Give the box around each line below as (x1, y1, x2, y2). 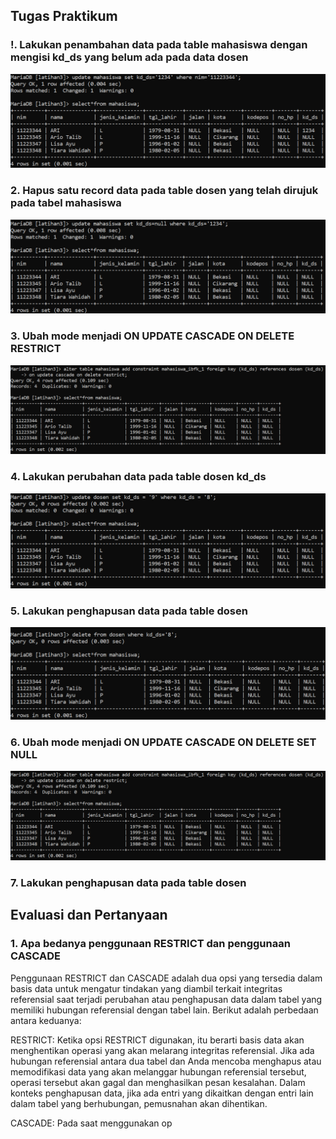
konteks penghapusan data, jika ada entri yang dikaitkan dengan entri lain (10, 1087, 314, 1099)
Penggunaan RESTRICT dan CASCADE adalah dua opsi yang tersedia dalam (10, 972, 323, 984)
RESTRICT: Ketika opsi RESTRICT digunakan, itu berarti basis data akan (10, 1034, 305, 1046)
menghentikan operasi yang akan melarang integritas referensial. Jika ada (10, 1044, 315, 1056)
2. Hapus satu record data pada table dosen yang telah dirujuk (10, 184, 319, 198)
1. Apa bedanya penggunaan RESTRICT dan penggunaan (10, 937, 291, 951)
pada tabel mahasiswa (10, 196, 122, 210)
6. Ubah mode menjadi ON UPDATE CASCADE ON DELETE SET (10, 735, 317, 749)
